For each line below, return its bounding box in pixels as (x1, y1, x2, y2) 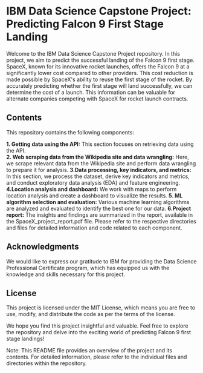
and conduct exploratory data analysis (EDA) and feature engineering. (6, 179, 181, 186)
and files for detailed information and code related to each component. (6, 224, 182, 231)
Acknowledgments (6, 242, 80, 252)
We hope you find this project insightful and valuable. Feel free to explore (6, 322, 188, 329)
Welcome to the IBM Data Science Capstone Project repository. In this (6, 50, 180, 57)
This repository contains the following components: (6, 128, 135, 136)
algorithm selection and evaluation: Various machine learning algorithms (6, 198, 190, 205)
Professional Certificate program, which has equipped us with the (6, 264, 170, 271)
